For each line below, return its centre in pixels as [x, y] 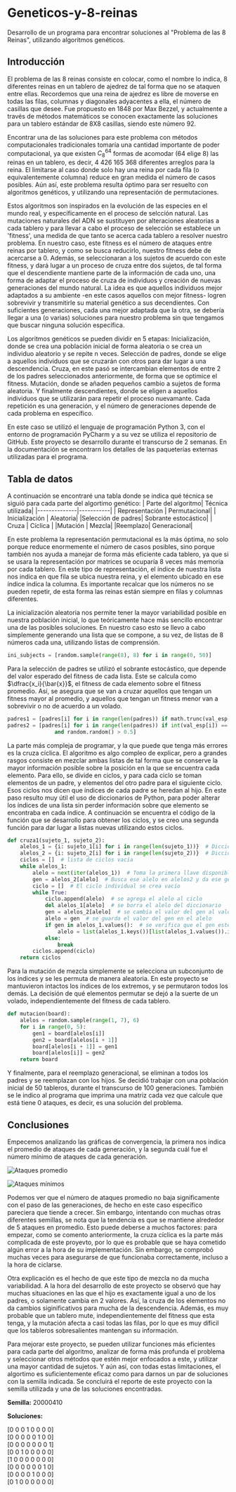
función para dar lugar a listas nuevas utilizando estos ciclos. [96, 827]
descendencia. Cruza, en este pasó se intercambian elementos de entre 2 [114, 369]
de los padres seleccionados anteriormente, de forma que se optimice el [112, 376]
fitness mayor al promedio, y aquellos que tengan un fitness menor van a [113, 698]
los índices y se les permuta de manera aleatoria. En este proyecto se [108, 979]
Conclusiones [38, 1125]
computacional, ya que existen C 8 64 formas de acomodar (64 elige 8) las [113, 153]
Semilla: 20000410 [35, 1402]
